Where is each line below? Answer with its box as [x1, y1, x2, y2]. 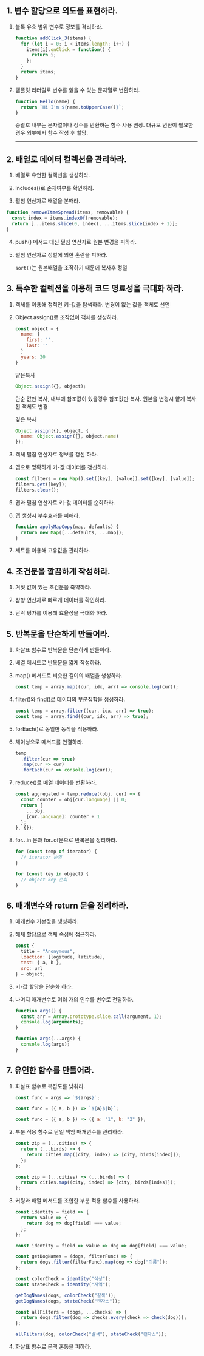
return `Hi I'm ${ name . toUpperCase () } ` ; [21, 104, 124, 110]
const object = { [15, 325, 59, 332]
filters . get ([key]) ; [15, 481, 67, 487]
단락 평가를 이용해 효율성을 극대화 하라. [15, 609, 108, 617]
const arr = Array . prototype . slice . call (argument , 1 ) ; [21, 1013, 163, 1020]
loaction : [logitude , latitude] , [21, 954, 106, 960]
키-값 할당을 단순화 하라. [15, 983, 73, 990]
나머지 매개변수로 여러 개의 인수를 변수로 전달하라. [15, 995, 134, 1003]
